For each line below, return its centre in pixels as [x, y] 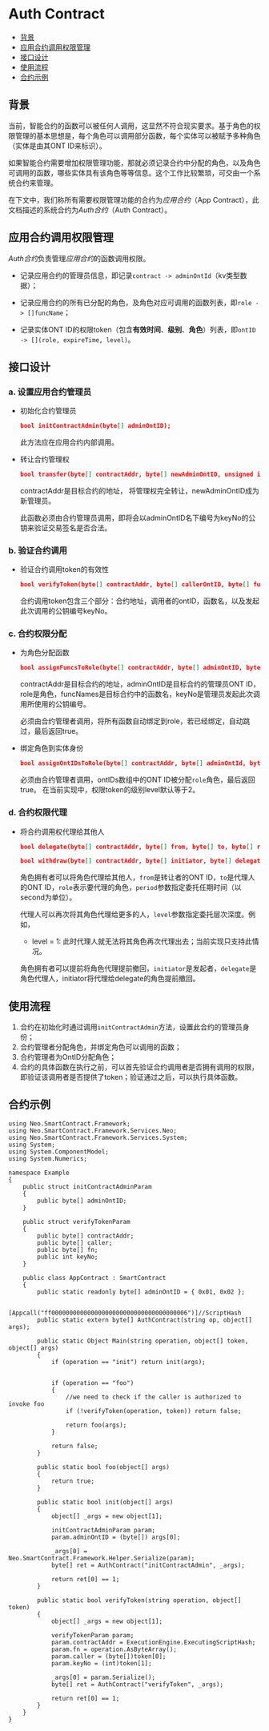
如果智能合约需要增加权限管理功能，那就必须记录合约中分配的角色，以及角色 [134, 163]
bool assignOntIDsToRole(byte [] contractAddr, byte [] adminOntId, [133, 763]
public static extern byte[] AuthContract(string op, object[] [145, 1320]
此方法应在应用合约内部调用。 [69, 442]
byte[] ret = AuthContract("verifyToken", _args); [137, 1684]
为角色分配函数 [44, 653]
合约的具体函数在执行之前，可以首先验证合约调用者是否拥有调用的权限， [139, 1067]
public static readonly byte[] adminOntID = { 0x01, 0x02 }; [141, 1292]
